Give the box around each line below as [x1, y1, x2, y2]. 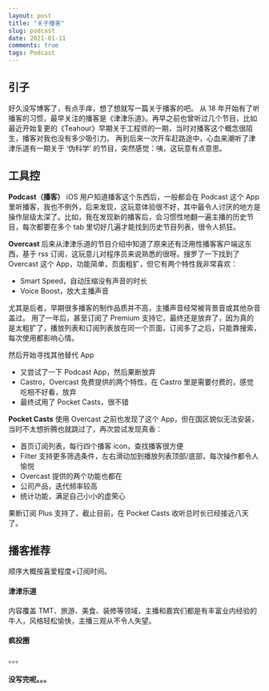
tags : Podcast [8, 49, 56, 57]
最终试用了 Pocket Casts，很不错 [19, 397, 130, 407]
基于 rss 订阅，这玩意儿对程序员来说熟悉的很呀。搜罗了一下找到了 [22, 249, 240, 259]
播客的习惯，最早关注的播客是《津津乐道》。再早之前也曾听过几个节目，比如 [8, 113, 258, 123]
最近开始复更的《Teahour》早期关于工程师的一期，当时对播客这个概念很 [8, 123, 247, 133]
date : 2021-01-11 [8, 34, 66, 42]
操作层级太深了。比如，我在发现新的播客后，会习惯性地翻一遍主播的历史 [8, 211, 247, 221]
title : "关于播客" [8, 19, 66, 27]
